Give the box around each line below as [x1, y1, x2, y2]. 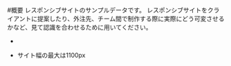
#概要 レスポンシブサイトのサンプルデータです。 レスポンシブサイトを [7, 6, 207, 14]
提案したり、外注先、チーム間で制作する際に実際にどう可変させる [37, 14, 225, 23]
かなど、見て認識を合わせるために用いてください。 [7, 23, 152, 31]
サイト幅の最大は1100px [17, 51, 86, 59]
